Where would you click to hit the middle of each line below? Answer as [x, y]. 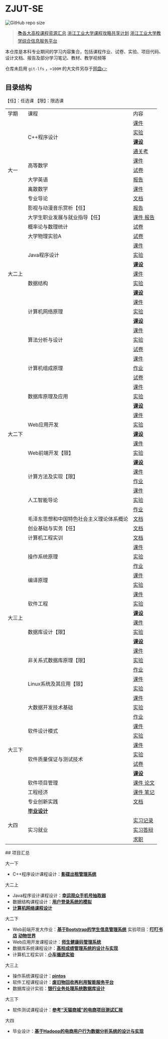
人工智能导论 [43, 500]
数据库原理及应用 [48, 396]
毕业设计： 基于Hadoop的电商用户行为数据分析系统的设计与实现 [78, 1031]
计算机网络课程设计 [32, 908]
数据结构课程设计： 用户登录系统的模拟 [52, 902]
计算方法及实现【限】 [53, 477]
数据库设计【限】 [48, 632]
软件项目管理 [43, 783]
